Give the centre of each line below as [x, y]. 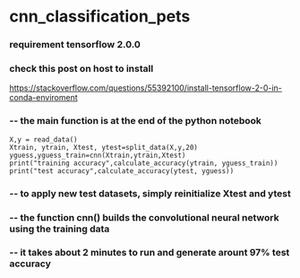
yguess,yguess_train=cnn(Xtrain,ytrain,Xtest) [98, 155]
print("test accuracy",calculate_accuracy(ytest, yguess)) [122, 171]
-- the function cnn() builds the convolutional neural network [144, 217]
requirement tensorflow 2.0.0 [75, 45]
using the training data [60, 229]
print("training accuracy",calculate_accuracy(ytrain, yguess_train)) [144, 163]
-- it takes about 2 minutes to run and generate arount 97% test [150, 253]
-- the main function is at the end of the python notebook [136, 121]
